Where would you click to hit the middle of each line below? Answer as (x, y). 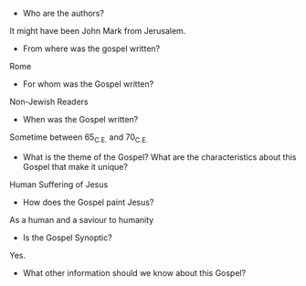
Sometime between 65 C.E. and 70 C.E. (79, 138)
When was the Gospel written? (80, 119)
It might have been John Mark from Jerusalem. (98, 31)
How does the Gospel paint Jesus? (88, 202)
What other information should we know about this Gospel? (134, 272)
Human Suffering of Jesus (59, 184)
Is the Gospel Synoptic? (67, 238)
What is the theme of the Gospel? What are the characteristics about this (159, 157)
